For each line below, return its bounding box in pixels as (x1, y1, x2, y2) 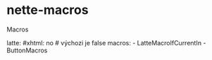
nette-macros (6, 2, 89, 18)
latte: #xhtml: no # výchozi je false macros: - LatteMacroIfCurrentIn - (6, 38, 206, 47)
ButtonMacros (6, 46, 48, 54)
